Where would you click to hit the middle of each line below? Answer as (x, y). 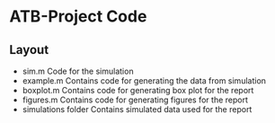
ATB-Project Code (78, 17)
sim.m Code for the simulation (78, 71)
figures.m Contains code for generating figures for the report (135, 100)
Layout (29, 50)
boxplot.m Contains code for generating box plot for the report (138, 90)
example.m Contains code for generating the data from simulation (144, 81)
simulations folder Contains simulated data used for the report (137, 109)
